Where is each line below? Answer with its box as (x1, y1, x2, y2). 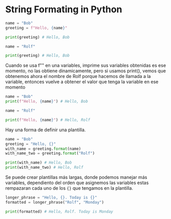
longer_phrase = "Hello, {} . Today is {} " (5, 195, 97, 201)
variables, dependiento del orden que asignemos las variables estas (5, 180, 149, 186)
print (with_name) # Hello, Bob (5, 160, 72, 165)
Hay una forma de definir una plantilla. (5, 127, 86, 133)
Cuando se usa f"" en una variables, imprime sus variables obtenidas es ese (5, 63, 166, 69)
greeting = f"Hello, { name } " (5, 25, 68, 30)
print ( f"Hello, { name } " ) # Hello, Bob (5, 99, 88, 104)
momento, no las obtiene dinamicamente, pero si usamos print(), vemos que (5, 68, 166, 74)
